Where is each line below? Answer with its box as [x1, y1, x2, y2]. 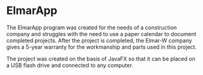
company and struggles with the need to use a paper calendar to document [6, 30, 197, 37]
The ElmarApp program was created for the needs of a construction [6, 24, 177, 31]
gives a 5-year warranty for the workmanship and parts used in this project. [6, 43, 197, 51]
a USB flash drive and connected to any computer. [6, 62, 133, 69]
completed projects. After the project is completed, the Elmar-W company [6, 37, 193, 44]
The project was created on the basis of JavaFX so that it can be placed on [6, 55, 196, 62]
